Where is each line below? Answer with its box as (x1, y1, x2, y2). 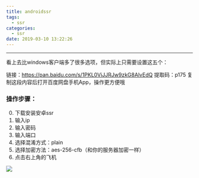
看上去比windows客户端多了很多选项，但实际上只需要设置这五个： (6, 59, 168, 66)
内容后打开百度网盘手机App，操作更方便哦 (21, 79, 126, 86)
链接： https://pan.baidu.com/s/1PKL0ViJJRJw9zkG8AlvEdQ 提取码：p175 (6, 72, 187, 78)
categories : (6, 25, 36, 31)
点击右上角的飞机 (14, 154, 57, 161)
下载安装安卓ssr (14, 109, 54, 116)
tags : (6, 14, 20, 20)
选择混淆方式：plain (14, 139, 63, 146)
